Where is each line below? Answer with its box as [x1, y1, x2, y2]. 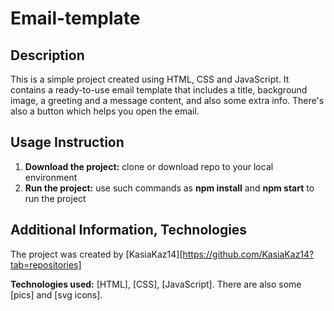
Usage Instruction [10, 134, 125, 151]
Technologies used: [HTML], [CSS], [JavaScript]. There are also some [10, 278, 302, 290]
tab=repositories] [10, 258, 82, 271]
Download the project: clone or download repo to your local [24, 160, 274, 172]
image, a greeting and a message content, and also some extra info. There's [10, 95, 325, 106]
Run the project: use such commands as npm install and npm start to [24, 182, 315, 194]
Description [10, 47, 85, 64]
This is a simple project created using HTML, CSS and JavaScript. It [10, 73, 290, 85]
